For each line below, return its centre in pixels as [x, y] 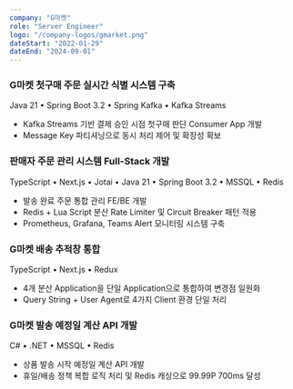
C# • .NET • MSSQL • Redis [62, 345]
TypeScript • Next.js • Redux [64, 270]
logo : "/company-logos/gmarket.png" [79, 35]
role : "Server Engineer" [56, 26]
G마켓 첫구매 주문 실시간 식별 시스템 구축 [92, 85]
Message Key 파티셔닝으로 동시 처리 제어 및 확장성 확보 [121, 135]
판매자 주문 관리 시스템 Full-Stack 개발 [90, 162]
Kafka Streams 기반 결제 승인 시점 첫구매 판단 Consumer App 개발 [142, 125]
